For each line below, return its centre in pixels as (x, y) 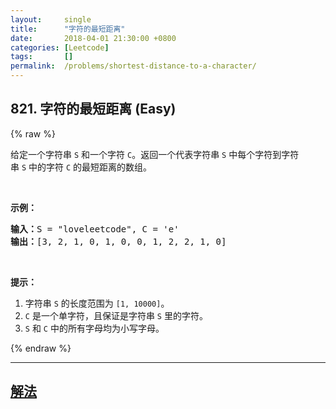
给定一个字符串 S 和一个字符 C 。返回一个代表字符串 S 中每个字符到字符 (155, 154)
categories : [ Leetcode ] (60, 47)
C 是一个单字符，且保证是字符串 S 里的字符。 (116, 315)
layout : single (51, 19)
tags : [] (42, 57)
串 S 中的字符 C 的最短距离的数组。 (81, 167)
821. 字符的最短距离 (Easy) (93, 109)
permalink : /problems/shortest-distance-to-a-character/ (133, 66)
